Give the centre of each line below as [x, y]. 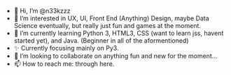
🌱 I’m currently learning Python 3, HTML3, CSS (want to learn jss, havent [119, 33]
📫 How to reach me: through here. [64, 64]
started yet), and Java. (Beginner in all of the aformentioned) [101, 41]
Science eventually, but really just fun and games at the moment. [107, 26]
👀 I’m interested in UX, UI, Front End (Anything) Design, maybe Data [112, 18]
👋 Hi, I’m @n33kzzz [42, 11]
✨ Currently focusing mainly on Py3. [66, 48]
